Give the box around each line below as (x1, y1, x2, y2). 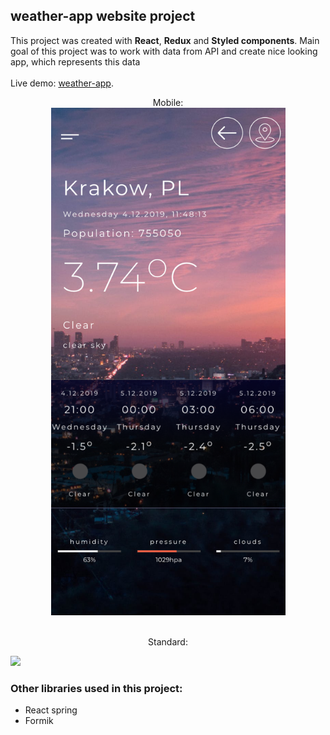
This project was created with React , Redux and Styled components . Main (10, 34, 320, 46)
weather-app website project (10, 8, 196, 25)
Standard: (148, 635, 188, 648)
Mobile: (152, 96, 184, 108)
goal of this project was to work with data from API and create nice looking (10, 45, 318, 57)
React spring (24, 704, 78, 716)
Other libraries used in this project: (10, 681, 183, 695)
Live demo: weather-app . (10, 77, 114, 89)
